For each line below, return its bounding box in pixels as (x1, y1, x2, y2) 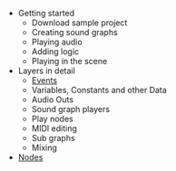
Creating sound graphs (31, 27, 118, 37)
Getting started (17, 8, 75, 18)
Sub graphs (31, 133, 75, 143)
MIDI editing (31, 123, 77, 134)
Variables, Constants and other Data (31, 85, 168, 95)
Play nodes (31, 113, 74, 124)
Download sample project (31, 17, 128, 28)
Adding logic (31, 46, 80, 57)
